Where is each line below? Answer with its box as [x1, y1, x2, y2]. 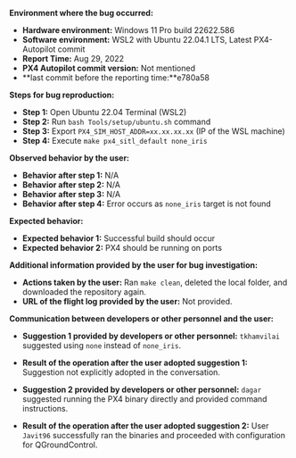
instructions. [21, 404, 69, 413]
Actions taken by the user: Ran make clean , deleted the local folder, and [21, 277, 288, 287]
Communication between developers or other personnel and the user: [9, 313, 274, 324]
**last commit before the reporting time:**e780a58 [21, 72, 210, 83]
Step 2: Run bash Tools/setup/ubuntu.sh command [21, 116, 211, 127]
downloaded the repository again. [21, 287, 147, 297]
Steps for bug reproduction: [9, 89, 115, 100]
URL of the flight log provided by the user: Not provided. [21, 296, 234, 306]
